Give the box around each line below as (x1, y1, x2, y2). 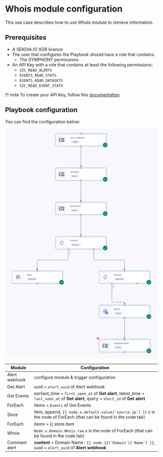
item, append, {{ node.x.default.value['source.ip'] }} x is (33, 409, 155, 415)
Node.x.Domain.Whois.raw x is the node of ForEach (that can (33, 427, 153, 433)
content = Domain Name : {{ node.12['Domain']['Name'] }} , (33, 440, 155, 445)
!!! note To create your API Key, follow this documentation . (5, 92, 121, 97)
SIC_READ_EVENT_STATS (19, 83, 63, 88)
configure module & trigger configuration (33, 374, 115, 380)
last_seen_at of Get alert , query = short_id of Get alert (33, 395, 146, 401)
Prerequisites (5, 33, 47, 42)
